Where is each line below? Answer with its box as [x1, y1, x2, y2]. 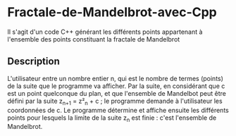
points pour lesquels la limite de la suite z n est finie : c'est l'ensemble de [7, 113, 217, 123]
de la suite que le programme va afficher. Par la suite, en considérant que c [7, 82, 225, 90]
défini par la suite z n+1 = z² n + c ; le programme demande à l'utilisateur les [7, 97, 223, 106]
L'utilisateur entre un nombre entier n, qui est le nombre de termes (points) [7, 74, 224, 82]
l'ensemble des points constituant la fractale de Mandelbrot [7, 35, 180, 43]
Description [7, 56, 60, 68]
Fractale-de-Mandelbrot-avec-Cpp [7, 4, 217, 20]
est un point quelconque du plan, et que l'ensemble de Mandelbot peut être [7, 89, 227, 97]
